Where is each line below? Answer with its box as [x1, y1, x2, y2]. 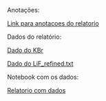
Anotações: [7, 6, 40, 14]
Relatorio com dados [7, 86, 66, 94]
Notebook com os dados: [7, 73, 79, 81]
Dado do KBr [7, 46, 43, 54]
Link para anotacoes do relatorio [7, 19, 100, 27]
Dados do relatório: [7, 33, 62, 41]
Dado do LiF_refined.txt [7, 59, 74, 68]
